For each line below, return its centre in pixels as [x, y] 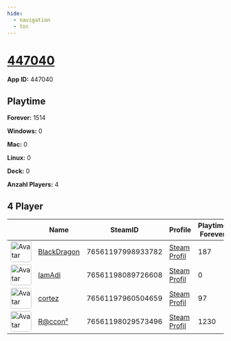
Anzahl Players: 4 [33, 185]
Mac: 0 [17, 145]
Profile [180, 229]
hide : [15, 13]
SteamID [124, 229]
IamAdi [49, 275]
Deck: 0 [19, 171]
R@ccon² [53, 321]
